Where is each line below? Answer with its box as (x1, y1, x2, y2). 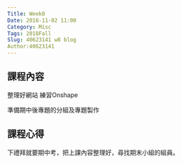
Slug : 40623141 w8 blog (7, 37, 77, 44)
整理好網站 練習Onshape (7, 91, 78, 99)
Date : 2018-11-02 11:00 (7, 17, 77, 24)
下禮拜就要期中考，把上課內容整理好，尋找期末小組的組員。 (7, 148, 179, 157)
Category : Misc (7, 23, 52, 30)
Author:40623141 (7, 43, 55, 50)
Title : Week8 (7, 10, 45, 18)
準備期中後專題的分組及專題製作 (7, 105, 99, 114)
